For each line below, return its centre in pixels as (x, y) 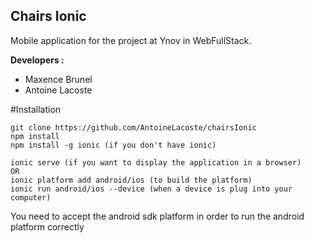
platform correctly (47, 226)
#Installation (36, 109)
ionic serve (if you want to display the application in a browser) (156, 162)
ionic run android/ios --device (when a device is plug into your (151, 189)
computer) (31, 197)
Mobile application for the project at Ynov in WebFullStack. (131, 40)
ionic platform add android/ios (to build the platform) (131, 180)
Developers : (37, 60)
